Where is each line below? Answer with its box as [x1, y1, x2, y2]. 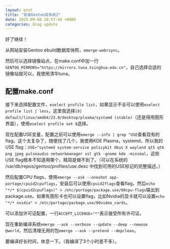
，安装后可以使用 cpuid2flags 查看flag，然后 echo [55, 180, 155, 186]
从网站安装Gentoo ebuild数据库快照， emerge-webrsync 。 [5, 47, 122, 53]
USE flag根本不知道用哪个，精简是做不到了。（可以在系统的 [5, 157, 128, 163]
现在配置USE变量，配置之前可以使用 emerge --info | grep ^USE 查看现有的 [5, 131, 160, 137]
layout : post [5, 7, 33, 13]
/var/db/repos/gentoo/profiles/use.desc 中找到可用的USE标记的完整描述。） [5, 163, 163, 170]
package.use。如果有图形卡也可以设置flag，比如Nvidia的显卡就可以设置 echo [5, 193, 165, 199]
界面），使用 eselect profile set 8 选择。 [5, 121, 91, 127]
